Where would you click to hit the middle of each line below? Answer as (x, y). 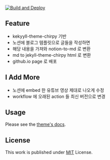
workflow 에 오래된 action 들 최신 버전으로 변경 (59, 96)
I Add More (22, 77)
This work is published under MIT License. (49, 152)
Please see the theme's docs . (35, 124)
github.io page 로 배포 (35, 61)
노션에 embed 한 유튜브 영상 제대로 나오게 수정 (58, 90)
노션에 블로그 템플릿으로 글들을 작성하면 (51, 42)
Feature (17, 23)
